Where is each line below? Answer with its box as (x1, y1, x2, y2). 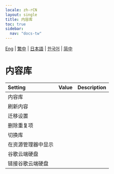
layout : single (5, 12, 37, 17)
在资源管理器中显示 (8, 141, 54, 148)
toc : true (5, 21, 26, 27)
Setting (8, 84, 26, 91)
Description (78, 84, 106, 91)
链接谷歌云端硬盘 (8, 160, 49, 167)
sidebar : (5, 26, 24, 31)
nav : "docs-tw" (10, 31, 42, 36)
